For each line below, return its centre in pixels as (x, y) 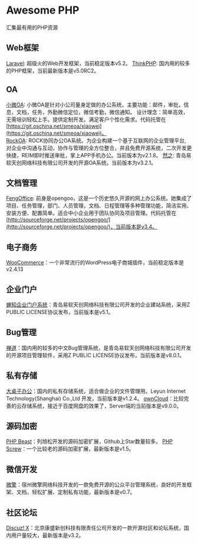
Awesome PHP (43, 10)
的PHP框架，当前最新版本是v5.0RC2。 (53, 70)
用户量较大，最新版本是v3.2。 (47, 535)
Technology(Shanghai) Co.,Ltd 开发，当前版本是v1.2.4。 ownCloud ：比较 (95, 398)
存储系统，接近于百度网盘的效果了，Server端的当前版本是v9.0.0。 (102, 406)
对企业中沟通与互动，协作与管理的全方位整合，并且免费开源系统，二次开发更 (99, 148)
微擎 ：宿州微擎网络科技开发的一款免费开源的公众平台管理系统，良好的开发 (96, 485)
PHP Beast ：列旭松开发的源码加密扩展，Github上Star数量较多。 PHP (90, 442)
